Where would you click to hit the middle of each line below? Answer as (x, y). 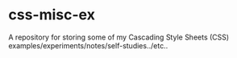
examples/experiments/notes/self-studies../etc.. (88, 45)
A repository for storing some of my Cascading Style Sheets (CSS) (119, 37)
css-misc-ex (52, 15)
